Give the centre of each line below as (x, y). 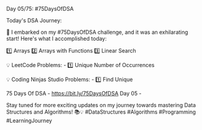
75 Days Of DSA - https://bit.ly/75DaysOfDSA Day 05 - (74, 93)
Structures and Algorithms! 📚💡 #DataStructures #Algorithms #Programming (101, 112)
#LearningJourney (29, 121)
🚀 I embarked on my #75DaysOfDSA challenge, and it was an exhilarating (97, 32)
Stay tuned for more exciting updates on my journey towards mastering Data (101, 105)
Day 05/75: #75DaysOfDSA (40, 9)
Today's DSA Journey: (34, 20)
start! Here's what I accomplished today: (57, 38)
